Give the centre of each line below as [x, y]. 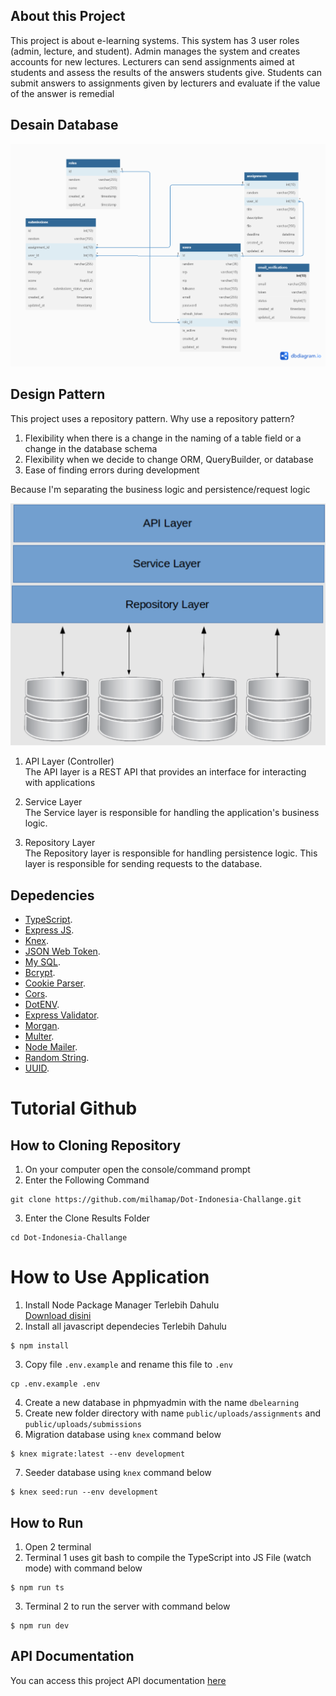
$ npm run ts [37, 1588]
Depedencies [52, 895]
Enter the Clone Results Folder [87, 1218]
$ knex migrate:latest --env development [98, 1454]
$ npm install [40, 1346]
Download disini [58, 1316]
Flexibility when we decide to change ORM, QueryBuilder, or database [169, 459]
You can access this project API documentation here [118, 1680]
